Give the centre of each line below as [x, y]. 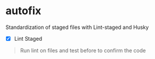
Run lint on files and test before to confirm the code [83, 50]
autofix [24, 11]
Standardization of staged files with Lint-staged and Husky [77, 27]
